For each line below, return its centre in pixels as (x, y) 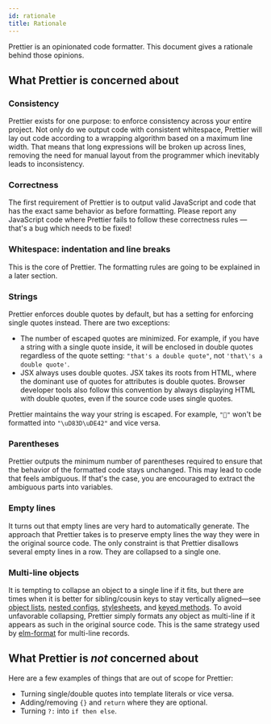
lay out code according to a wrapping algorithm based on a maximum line (130, 138)
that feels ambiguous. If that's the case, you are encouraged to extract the (132, 479)
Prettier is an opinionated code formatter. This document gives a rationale (131, 46)
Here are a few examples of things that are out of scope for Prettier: (121, 678)
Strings (23, 296)
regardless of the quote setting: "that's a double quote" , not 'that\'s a (141, 356)
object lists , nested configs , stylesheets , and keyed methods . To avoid (125, 607)
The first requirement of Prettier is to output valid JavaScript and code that (132, 202)
